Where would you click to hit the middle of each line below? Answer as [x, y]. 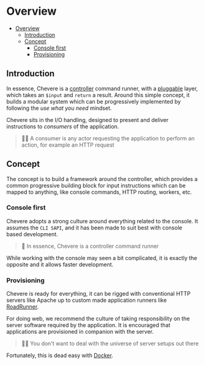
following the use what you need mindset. [59, 108]
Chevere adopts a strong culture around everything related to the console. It [102, 221]
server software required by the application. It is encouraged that [88, 325]
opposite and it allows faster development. [60, 264]
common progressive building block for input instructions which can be [96, 185]
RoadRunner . [23, 307]
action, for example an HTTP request [68, 145]
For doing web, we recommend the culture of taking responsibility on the [98, 319]
